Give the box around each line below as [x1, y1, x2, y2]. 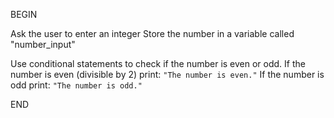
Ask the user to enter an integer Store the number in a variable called [10, 28, 295, 39]
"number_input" [10, 39, 76, 50]
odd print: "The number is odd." [10, 79, 143, 91]
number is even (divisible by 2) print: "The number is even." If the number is [10, 69, 325, 80]
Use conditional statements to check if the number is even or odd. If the [10, 58, 306, 69]
